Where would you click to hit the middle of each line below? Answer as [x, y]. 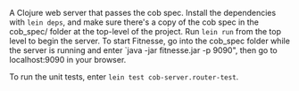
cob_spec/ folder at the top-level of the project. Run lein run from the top [145, 31]
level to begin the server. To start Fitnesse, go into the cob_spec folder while [149, 41]
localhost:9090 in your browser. [68, 60]
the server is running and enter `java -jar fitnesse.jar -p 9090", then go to [144, 50]
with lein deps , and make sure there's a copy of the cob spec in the [134, 22]
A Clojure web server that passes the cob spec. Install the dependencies [143, 13]
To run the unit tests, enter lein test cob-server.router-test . [124, 77]
